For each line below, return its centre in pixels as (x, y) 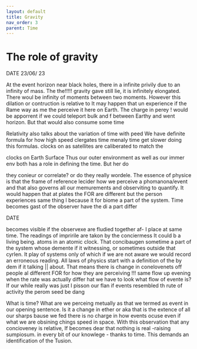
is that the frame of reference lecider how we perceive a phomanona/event (97, 182)
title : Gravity (25, 17)
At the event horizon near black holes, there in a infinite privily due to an (93, 85)
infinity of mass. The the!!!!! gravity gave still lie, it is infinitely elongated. (94, 91)
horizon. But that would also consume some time (65, 122)
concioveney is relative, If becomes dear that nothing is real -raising (89, 328)
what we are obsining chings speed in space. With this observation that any (98, 322)
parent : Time (22, 28)
